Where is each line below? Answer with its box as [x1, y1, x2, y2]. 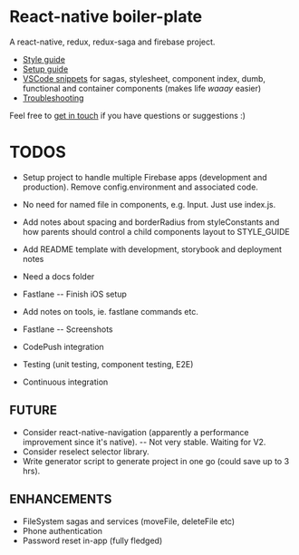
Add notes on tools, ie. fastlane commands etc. [22, 306, 199, 316]
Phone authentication [22, 525, 102, 536]
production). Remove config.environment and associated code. [22, 181, 258, 192]
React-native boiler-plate [9, 6, 203, 27]
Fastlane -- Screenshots [22, 324, 113, 335]
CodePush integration [22, 341, 104, 352]
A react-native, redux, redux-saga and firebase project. [9, 36, 216, 47]
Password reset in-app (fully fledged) [22, 535, 163, 546]
